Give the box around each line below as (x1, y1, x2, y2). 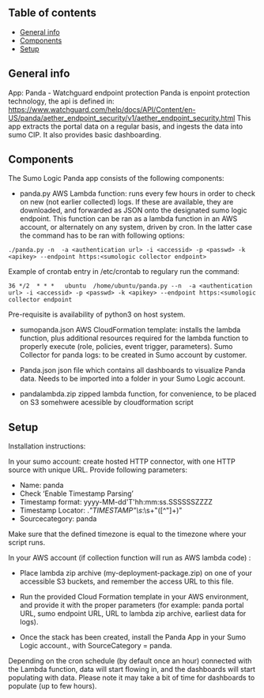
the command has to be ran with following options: (19, 231, 185, 240)
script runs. (8, 538, 46, 547)
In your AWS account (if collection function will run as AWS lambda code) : (8, 553, 251, 563)
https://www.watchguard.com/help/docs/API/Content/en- (8, 104, 196, 114)
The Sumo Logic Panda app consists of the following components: (8, 174, 224, 183)
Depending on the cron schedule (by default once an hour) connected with (8, 656, 252, 666)
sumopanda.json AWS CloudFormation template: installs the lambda (19, 325, 241, 335)
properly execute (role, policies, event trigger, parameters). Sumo (19, 342, 233, 351)
